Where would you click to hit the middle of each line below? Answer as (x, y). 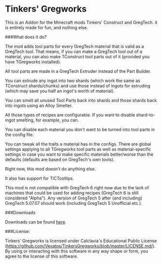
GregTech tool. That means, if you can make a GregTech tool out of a (74, 51)
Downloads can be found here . (36, 222)
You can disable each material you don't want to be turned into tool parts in (80, 129)
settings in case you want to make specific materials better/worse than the (79, 154)
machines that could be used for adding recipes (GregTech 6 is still (72, 193)
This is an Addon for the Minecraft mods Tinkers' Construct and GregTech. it (81, 22)
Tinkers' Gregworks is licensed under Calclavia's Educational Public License (81, 241)
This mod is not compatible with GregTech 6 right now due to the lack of (77, 187)
